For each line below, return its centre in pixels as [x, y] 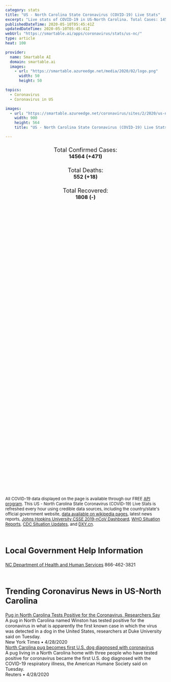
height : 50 [30, 81]
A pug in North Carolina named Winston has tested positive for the [75, 620]
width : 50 [29, 76]
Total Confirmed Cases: [85, 150]
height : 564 [27, 123]
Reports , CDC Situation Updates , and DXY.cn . [50, 524]
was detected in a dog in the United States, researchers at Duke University [83, 631]
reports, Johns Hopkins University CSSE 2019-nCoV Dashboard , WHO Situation [83, 519]
